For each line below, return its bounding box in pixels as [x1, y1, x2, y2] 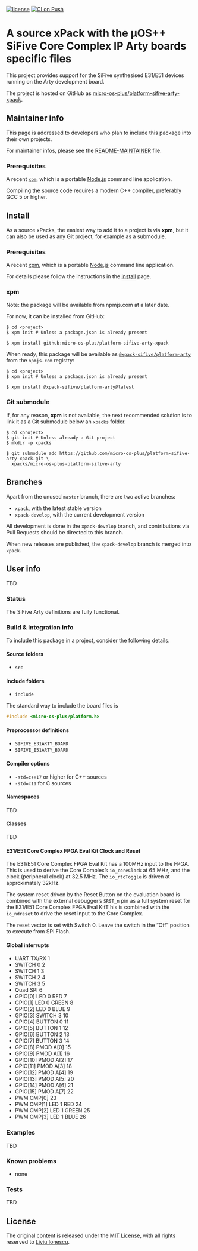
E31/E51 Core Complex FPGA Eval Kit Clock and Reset [6, 847, 141, 854]
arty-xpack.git [6, 456, 44, 462]
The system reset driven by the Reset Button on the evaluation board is [6, 891, 180, 898]
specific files [6, 52, 72, 66]
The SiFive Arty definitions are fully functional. [6, 608, 120, 615]
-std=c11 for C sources [14, 779, 71, 786]
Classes [6, 820, 27, 827]
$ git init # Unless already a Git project [6, 435, 116, 441]
